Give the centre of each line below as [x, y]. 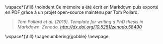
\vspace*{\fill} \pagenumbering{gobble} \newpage [57, 36]
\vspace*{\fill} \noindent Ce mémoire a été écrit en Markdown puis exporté [82, 7]
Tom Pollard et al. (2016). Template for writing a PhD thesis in [80, 22]
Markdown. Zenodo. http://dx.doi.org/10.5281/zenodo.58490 [80, 27]
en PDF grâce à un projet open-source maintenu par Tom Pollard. [72, 12]
